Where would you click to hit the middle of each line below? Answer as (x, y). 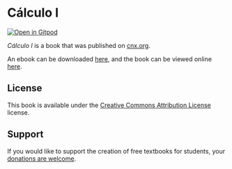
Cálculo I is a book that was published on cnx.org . (79, 45)
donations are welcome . (42, 159)
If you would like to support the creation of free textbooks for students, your (116, 151)
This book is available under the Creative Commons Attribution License (109, 105)
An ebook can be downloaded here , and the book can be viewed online (110, 59)
